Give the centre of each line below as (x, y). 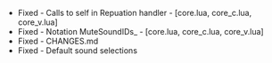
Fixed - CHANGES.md (58, 41)
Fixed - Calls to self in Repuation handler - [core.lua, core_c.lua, (135, 13)
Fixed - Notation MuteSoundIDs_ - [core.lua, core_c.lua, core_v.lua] (141, 31)
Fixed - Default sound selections (78, 51)
